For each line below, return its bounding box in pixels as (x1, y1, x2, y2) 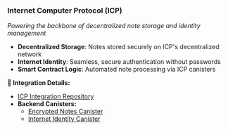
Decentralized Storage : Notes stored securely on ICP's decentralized (17, 43, 220, 51)
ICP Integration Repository (17, 92, 94, 100)
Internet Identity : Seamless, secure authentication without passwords (17, 58, 222, 66)
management (7, 29, 46, 37)
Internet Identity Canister (27, 115, 101, 123)
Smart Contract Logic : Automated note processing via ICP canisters (17, 65, 216, 74)
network (17, 50, 42, 58)
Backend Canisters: (17, 100, 77, 108)
